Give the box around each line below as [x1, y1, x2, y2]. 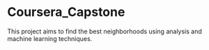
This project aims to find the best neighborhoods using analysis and [7, 27, 202, 35]
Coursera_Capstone [7, 4, 125, 20]
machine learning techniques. [7, 34, 93, 42]
